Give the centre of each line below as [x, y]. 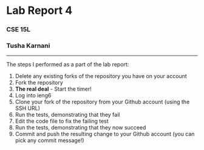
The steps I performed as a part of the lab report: [68, 65]
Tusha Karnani [28, 46]
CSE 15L [19, 30]
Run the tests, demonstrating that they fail [67, 115]
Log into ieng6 [33, 96]
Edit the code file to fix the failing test [62, 121]
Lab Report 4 [39, 11]
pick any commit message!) [49, 140]
